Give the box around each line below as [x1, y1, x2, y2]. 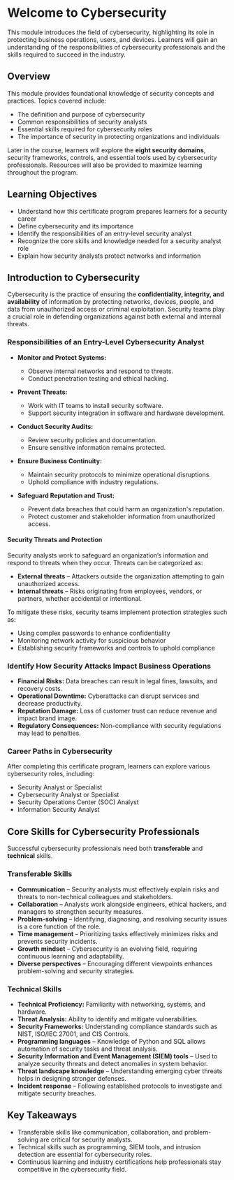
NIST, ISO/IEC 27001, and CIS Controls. [17, 1029, 131, 1038]
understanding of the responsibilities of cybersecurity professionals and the [7, 43, 226, 51]
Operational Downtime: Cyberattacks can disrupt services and [17, 692, 200, 700]
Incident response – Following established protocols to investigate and [17, 1081, 222, 1090]
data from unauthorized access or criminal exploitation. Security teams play [7, 305, 225, 314]
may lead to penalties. [17, 729, 82, 738]
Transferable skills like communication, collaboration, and [17, 1128, 183, 1136]
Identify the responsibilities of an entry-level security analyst [17, 229, 192, 238]
